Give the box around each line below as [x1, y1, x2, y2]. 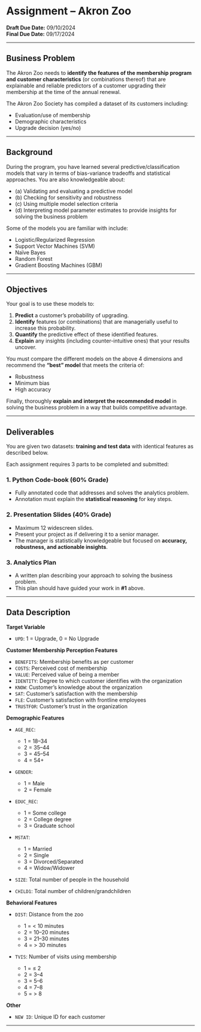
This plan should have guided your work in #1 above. [14, 585, 145, 592]
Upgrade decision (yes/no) [14, 124, 81, 131]
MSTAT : [14, 833, 31, 840]
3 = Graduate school [23, 822, 75, 829]
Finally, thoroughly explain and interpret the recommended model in [6, 397, 177, 405]
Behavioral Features [6, 899, 57, 906]
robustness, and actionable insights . [14, 543, 108, 550]
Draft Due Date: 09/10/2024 [6, 24, 76, 31]
